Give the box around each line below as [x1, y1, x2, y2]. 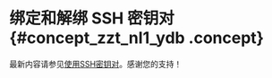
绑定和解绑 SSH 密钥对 [9, 8, 174, 29]
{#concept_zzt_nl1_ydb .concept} [9, 28, 264, 48]
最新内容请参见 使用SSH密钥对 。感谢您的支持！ [9, 58, 183, 69]
